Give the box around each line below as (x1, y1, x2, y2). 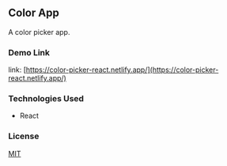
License (8, 130, 40, 141)
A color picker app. (8, 27, 70, 36)
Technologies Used (8, 93, 85, 104)
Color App (8, 6, 59, 20)
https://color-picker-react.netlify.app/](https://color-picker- (25, 65, 219, 74)
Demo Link (8, 47, 50, 58)
